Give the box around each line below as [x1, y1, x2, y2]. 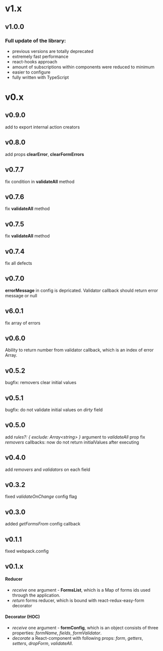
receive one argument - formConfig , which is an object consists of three [12, 625, 159, 630]
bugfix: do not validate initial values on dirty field [5, 407, 103, 413]
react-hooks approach [12, 58, 58, 64]
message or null [5, 292, 38, 298]
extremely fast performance [12, 53, 69, 59]
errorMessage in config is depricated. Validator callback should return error [5, 287, 159, 293]
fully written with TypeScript [12, 74, 69, 80]
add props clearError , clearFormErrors [5, 151, 84, 157]
